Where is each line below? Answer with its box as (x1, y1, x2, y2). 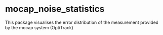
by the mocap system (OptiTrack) (5, 24, 74, 30)
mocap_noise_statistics (5, 3, 105, 15)
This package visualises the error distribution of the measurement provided (5, 19, 159, 25)
